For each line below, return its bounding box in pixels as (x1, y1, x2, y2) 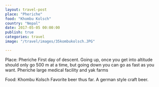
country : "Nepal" (5, 21, 41, 26)
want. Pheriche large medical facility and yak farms (5, 67, 109, 73)
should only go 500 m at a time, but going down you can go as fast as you (5, 62, 155, 67)
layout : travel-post (5, 7, 47, 12)
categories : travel (5, 35, 45, 40)
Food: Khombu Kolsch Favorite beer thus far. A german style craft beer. (5, 76, 149, 82)
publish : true (5, 30, 34, 35)
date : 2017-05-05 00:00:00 (5, 25, 60, 30)
